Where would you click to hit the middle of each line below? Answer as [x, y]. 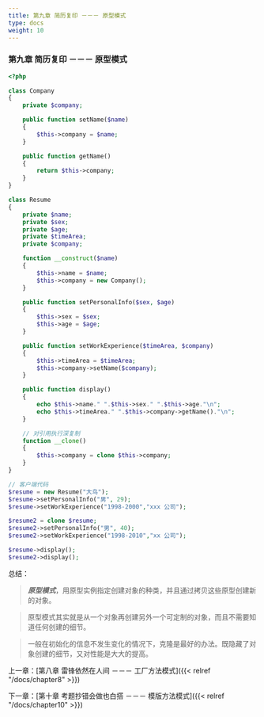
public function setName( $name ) [75, 120]
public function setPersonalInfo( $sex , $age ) [99, 302]
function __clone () [55, 440]
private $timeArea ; [55, 237]
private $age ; [45, 229]
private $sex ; [45, 222]
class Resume [30, 200]
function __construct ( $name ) [70, 258]
